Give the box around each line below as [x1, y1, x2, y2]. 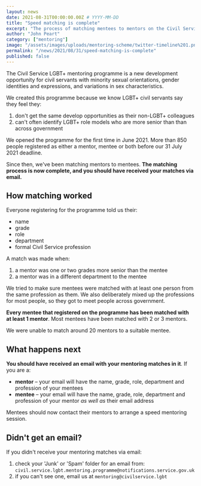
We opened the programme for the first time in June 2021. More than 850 [6, 136, 187, 144]
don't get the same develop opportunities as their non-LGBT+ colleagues [14, 112, 194, 119]
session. [6, 415, 27, 423]
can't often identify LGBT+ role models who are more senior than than [14, 118, 187, 126]
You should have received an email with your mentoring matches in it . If [6, 360, 187, 367]
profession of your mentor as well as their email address [14, 397, 154, 405]
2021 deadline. [6, 149, 43, 156]
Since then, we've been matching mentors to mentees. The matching [6, 160, 178, 168]
